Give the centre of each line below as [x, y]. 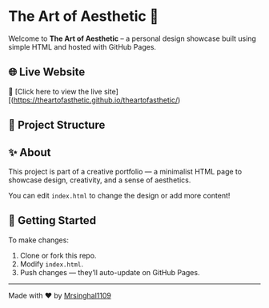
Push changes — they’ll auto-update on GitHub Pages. [110, 272]
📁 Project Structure [57, 125]
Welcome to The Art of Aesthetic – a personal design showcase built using [132, 38]
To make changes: [39, 240]
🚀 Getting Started [52, 220]
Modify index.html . [52, 264]
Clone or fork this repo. [58, 255]
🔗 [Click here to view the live [55, 91]
